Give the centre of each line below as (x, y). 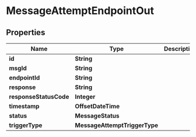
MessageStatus (97, 116)
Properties (26, 32)
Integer (85, 97)
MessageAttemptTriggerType (117, 125)
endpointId (24, 78)
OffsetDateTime (97, 106)
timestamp (24, 106)
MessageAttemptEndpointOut (80, 11)
